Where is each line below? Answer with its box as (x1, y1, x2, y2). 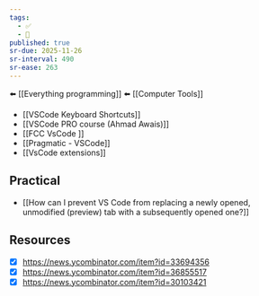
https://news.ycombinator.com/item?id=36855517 (22, 266, 207, 277)
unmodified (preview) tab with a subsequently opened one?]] (22, 206, 250, 217)
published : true (9, 38, 70, 48)
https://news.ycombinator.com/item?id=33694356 (22, 257, 210, 267)
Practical (9, 173, 61, 188)
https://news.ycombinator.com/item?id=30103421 (22, 276, 207, 287)
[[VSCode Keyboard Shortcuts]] (22, 109, 141, 119)
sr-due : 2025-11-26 (9, 47, 83, 56)
